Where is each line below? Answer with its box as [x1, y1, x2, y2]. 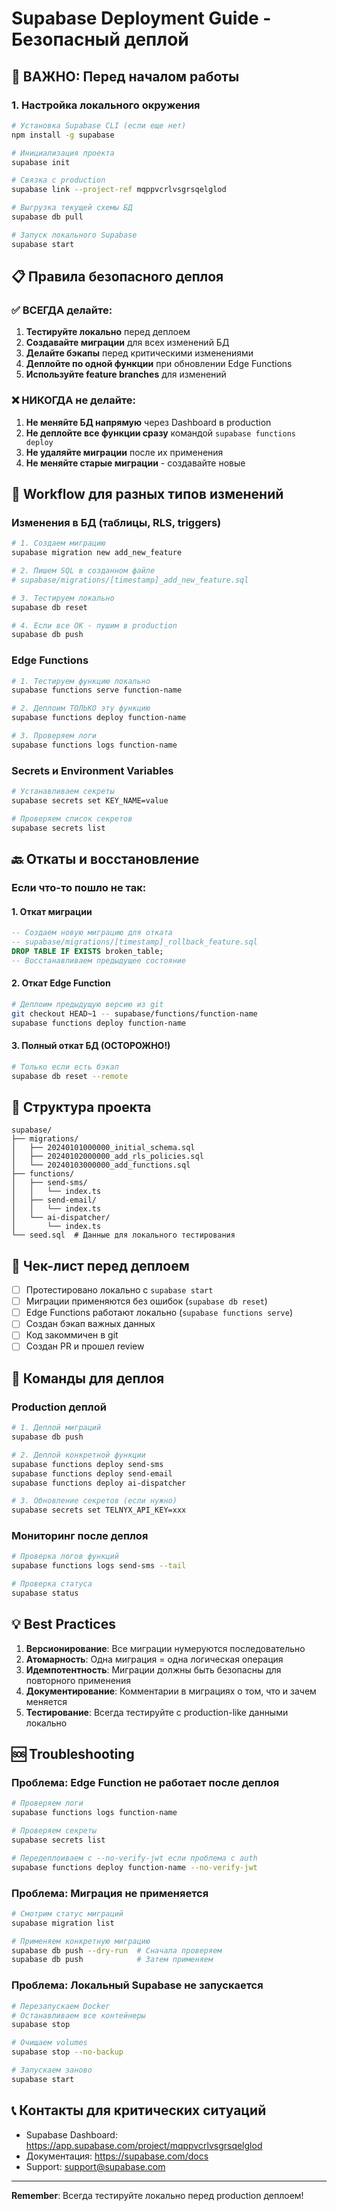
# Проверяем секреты [11, 1826, 98, 1836]
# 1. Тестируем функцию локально [11, 676, 151, 686]
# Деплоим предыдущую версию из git [11, 999, 164, 1009]
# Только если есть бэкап [11, 1062, 119, 1072]
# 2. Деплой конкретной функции [11, 1450, 146, 1460]
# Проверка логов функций [11, 1552, 119, 1562]
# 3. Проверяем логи [11, 731, 98, 741]
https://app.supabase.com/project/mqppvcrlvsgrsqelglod [25, 2139, 263, 2151]
